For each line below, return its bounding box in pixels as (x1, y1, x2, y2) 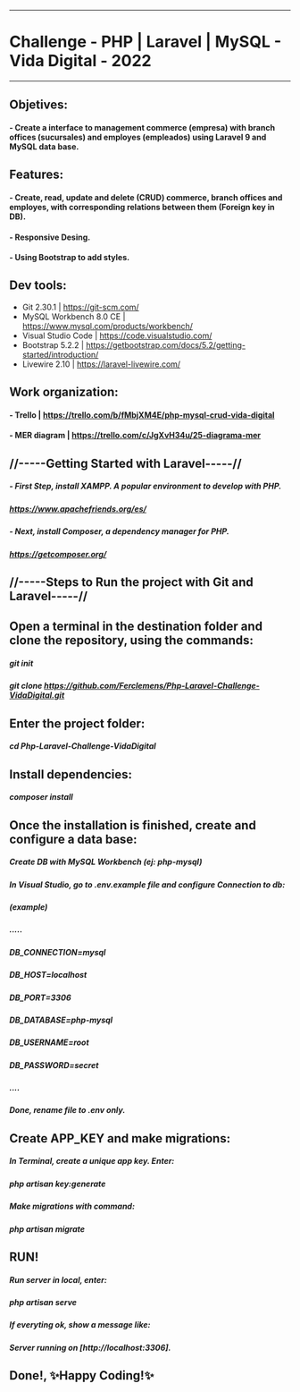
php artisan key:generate (9, 1178, 106, 1189)
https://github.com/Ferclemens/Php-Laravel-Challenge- (44, 681, 261, 692)
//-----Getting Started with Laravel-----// (9, 455, 243, 471)
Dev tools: (9, 278, 67, 293)
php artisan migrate (9, 1223, 86, 1235)
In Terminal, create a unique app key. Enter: (9, 1156, 175, 1167)
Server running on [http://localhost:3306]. (9, 1342, 171, 1353)
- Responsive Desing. (9, 232, 91, 242)
